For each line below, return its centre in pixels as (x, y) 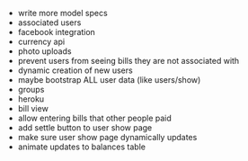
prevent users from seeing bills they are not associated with (128, 61)
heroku (31, 99)
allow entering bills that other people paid (95, 118)
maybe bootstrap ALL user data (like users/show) (109, 80)
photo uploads (44, 51)
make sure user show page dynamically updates (107, 137)
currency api (41, 41)
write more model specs (62, 13)
